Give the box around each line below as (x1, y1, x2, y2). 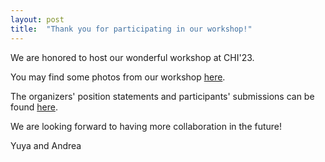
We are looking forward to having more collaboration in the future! (10, 120, 283, 132)
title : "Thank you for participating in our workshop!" (10, 24, 253, 34)
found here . (10, 101, 58, 113)
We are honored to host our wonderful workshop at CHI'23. (10, 51, 255, 63)
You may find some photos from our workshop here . (10, 71, 226, 83)
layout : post (10, 14, 65, 25)
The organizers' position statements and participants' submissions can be (10, 90, 315, 102)
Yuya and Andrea (10, 139, 82, 151)
